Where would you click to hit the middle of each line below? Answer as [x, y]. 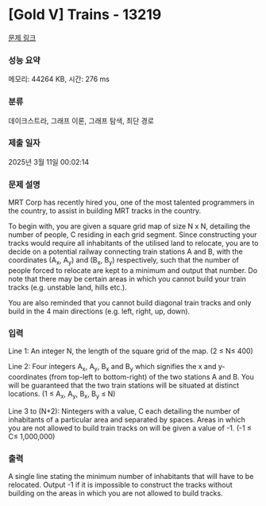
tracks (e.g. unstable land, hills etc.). [67, 287]
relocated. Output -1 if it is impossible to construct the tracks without [120, 485]
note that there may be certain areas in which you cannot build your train [127, 278]
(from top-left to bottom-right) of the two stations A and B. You [151, 377]
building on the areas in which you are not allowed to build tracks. [116, 493]
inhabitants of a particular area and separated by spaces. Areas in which [127, 419]
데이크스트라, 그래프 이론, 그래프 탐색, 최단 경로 [81, 120]
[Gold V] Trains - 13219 [85, 15]
